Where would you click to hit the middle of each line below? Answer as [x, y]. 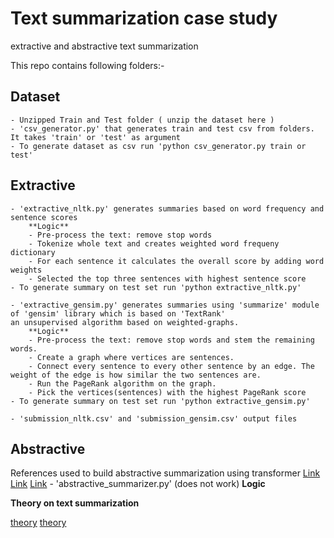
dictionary [33, 252]
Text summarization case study [144, 18]
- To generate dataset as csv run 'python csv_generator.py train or [158, 146]
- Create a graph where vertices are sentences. [131, 357]
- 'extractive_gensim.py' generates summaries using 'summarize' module [165, 305]
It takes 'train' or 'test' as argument [96, 137]
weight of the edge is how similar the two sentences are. [136, 375]
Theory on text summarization [75, 503]
